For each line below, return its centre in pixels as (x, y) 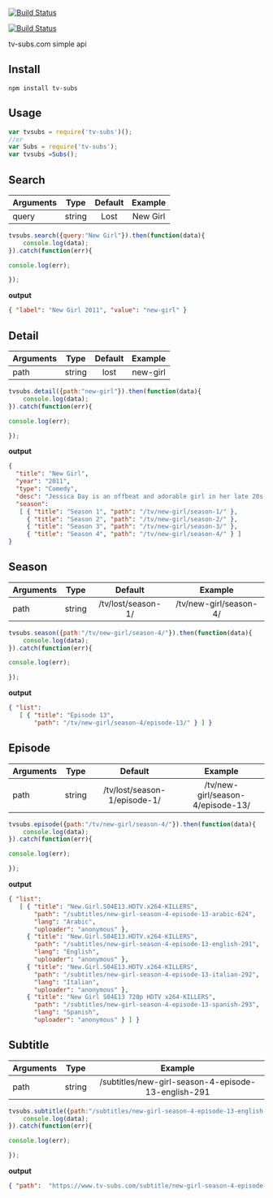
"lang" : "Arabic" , (65, 922)
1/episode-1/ (134, 800)
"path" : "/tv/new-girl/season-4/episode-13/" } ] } (123, 723)
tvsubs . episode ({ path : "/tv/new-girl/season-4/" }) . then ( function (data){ (132, 824)
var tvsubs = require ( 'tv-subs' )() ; (70, 132)
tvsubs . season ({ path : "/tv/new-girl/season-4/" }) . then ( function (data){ (130, 633)
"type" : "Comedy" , (47, 489)
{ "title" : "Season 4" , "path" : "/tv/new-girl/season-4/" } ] (134, 534)
